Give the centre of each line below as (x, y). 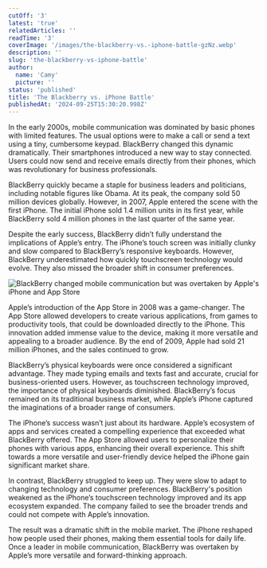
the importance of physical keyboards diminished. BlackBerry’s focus (122, 390)
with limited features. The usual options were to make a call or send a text (129, 135)
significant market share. (49, 465)
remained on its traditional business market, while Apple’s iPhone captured (131, 399)
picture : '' (35, 82)
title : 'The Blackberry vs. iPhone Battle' (82, 97)
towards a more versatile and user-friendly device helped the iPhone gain (129, 457)
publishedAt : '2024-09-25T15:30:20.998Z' (78, 104)
